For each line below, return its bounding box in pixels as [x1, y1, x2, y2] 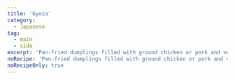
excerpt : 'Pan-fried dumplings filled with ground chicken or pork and [7, 49, 220, 56]
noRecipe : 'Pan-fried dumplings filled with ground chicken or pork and [7, 56, 224, 63]
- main [13, 36, 33, 43]
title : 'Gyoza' [7, 10, 52, 17]
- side [13, 42, 33, 49]
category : [7, 17, 36, 24]
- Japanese [13, 23, 45, 30]
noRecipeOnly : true [7, 62, 64, 69]
